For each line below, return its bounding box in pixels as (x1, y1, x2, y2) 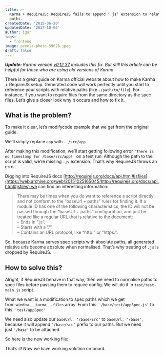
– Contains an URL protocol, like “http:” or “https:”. (17, 229, 118, 235)
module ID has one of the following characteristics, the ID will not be (17, 203, 155, 209)
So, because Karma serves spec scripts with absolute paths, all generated (5, 239, 155, 245)
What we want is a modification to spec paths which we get (5, 296, 125, 302)
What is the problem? (5, 111, 72, 119)
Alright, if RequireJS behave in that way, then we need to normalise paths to (5, 277, 158, 283)
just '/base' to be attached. (5, 327, 61, 333)
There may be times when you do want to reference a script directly (17, 193, 154, 199)
